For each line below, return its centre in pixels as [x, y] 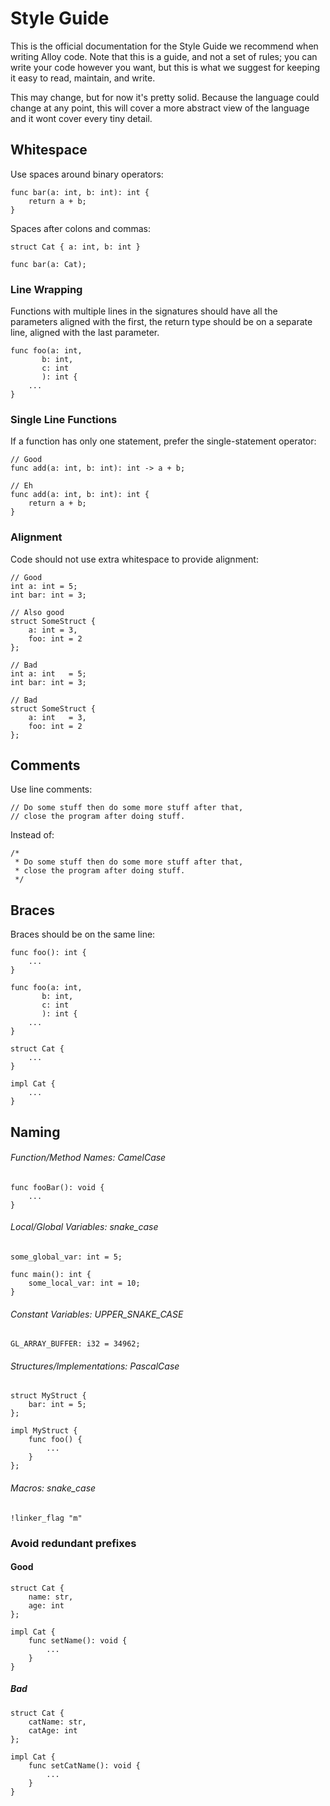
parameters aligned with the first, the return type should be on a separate [161, 322]
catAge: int [53, 1730]
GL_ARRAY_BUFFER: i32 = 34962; [75, 1344]
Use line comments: [51, 789]
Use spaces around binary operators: [87, 174]
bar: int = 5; [57, 1405]
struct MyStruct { [48, 1396]
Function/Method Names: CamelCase [88, 1158]
